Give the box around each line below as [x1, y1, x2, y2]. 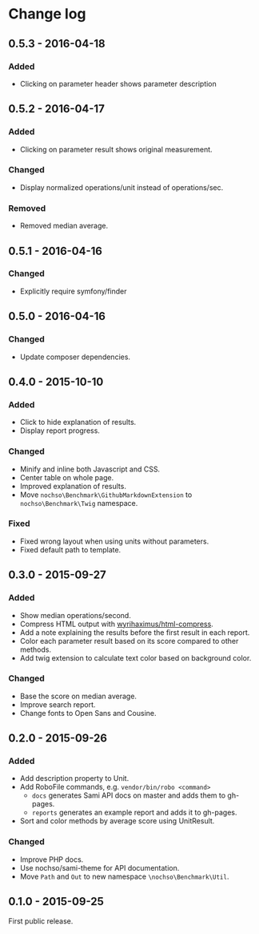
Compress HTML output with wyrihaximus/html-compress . [19, 619, 213, 629]
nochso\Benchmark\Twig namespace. [19, 498, 138, 507]
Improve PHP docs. [19, 855, 84, 864]
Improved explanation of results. [19, 481, 126, 491]
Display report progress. [19, 426, 100, 435]
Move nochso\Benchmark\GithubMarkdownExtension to [19, 490, 193, 499]
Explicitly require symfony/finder [19, 286, 127, 296]
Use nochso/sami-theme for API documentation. [19, 863, 180, 872]
